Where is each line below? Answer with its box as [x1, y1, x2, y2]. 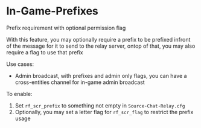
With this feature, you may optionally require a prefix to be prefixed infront [6, 36, 191, 43]
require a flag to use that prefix [6, 48, 83, 56]
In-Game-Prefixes [6, 4, 98, 18]
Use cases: [6, 60, 34, 68]
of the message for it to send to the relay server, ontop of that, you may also [6, 42, 196, 50]
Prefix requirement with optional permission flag [6, 24, 126, 31]
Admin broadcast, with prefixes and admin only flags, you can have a [14, 72, 187, 79]
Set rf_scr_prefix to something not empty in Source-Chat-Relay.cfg [14, 101, 185, 109]
